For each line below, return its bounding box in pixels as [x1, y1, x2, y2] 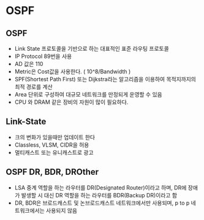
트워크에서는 [14, 207, 45, 214]
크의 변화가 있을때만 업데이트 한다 [14, 133, 96, 141]
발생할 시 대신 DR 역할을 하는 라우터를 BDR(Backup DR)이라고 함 [21, 191, 178, 199]
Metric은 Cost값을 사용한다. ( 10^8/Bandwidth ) [14, 68, 131, 75]
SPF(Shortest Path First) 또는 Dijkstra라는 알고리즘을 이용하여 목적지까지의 [14, 76, 197, 82]
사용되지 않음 [46, 207, 78, 214]
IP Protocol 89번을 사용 [14, 53, 72, 60]
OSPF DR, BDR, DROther [6, 167, 99, 177]
